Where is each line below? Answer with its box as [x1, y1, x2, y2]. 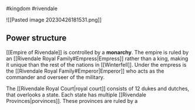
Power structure [6, 33, 67, 43]
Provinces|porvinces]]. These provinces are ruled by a [6, 97, 138, 104]
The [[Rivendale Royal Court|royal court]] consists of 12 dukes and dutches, [6, 85, 190, 92]
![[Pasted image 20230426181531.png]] [6, 16, 102, 23]
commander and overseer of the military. [6, 73, 105, 81]
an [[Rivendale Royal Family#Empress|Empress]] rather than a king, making [6, 55, 189, 62]
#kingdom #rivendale [6, 5, 58, 12]
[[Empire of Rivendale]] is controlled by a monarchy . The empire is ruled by [6, 49, 189, 56]
